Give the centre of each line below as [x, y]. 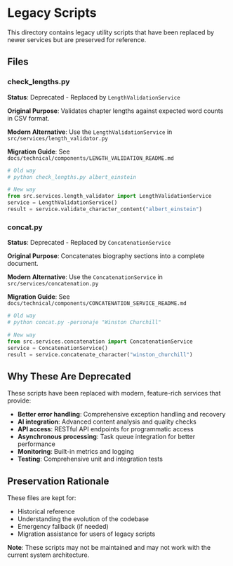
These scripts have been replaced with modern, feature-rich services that [114, 393]
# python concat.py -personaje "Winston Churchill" [84, 323]
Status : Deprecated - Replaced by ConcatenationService [89, 243]
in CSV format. [28, 118]
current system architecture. [48, 555]
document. [23, 264]
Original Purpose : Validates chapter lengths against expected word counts [115, 111]
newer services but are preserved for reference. [77, 39]
